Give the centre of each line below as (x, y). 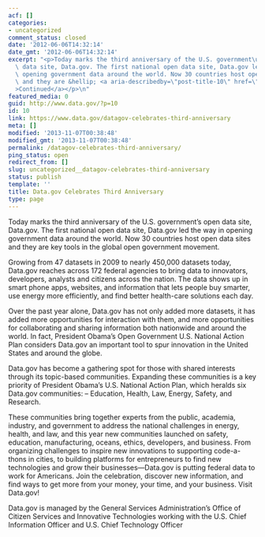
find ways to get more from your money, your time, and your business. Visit (131, 484)
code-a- (228, 450)
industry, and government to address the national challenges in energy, (124, 425)
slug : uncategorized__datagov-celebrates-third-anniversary (109, 170)
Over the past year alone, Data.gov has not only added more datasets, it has (132, 311)
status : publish (35, 177)
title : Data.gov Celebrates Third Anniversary (86, 192)
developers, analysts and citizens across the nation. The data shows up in (128, 279)
